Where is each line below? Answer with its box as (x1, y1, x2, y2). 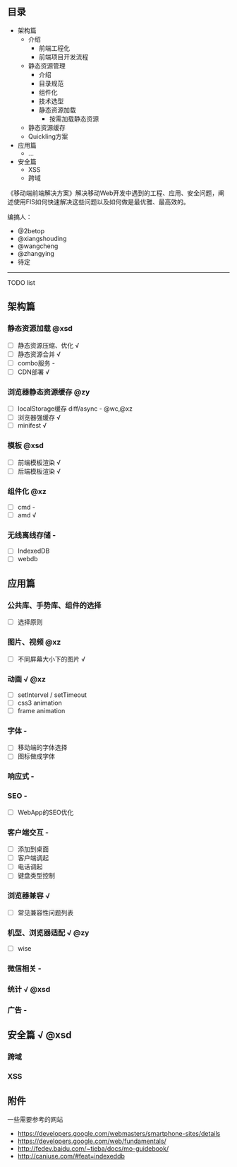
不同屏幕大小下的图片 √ (17, 655, 86, 663)
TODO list (7, 278, 35, 287)
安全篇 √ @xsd (7, 1029, 72, 1041)
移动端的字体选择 (17, 744, 68, 752)
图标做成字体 (17, 752, 55, 761)
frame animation (17, 707, 66, 715)
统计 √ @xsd (7, 984, 51, 994)
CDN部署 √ (17, 368, 50, 376)
